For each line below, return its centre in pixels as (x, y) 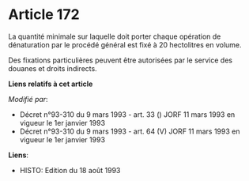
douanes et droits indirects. (53, 68)
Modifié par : (28, 99)
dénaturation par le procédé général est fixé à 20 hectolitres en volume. (125, 44)
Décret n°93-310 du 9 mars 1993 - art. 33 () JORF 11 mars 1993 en (127, 114)
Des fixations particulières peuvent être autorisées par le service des (121, 60)
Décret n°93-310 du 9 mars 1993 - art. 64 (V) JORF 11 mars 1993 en (130, 131)
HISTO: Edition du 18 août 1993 (70, 170)
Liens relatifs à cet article (51, 84)
